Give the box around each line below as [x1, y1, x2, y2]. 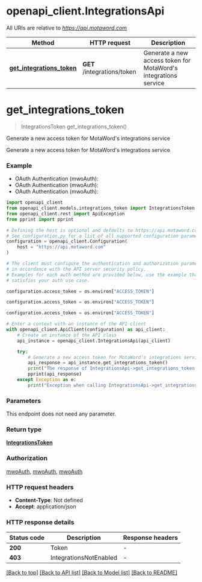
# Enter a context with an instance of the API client [6, 321, 147, 327]
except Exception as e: [17, 377, 77, 383]
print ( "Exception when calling [28, 382, 106, 388]
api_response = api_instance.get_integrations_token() [28, 360, 168, 366]
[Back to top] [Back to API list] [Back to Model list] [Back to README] [6, 569, 177, 577]
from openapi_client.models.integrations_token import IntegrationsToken [6, 205, 195, 212]
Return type [6, 425, 42, 434]
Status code [9, 534, 45, 542]
